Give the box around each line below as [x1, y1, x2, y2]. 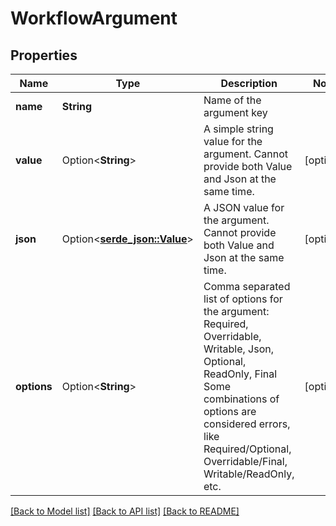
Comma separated [203, 280, 291, 293]
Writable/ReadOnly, [203, 467, 295, 481]
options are [203, 405, 257, 418]
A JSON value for [203, 201, 285, 214]
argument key [203, 106, 268, 119]
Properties [10, 47, 78, 64]
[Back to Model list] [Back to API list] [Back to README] [10, 505, 240, 517]
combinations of [203, 392, 280, 406]
